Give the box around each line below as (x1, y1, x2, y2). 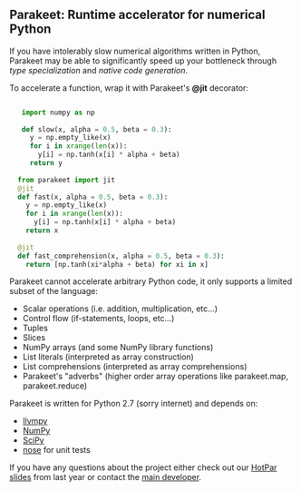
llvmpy (22, 416, 48, 427)
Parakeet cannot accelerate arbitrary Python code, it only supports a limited (9, 276, 293, 287)
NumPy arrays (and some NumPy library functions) (22, 342, 214, 353)
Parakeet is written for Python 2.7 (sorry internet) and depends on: (9, 398, 258, 409)
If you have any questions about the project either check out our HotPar (9, 462, 277, 473)
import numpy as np (21, 108, 95, 117)
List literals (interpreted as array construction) (22, 351, 195, 362)
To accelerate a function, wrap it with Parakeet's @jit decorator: (9, 82, 249, 93)
